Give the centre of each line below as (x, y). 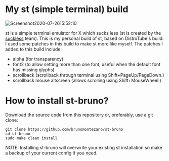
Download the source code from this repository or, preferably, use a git (79, 115)
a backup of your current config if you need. (51, 153)
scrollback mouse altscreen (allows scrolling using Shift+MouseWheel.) (87, 80)
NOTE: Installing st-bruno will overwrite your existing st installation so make (84, 147)
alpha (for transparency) (38, 59)
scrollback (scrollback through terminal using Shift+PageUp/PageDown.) (88, 75)
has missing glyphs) (33, 70)
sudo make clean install (31, 138)
